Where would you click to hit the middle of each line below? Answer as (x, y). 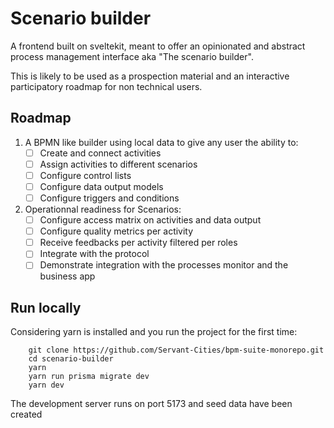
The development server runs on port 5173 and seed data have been (151, 404)
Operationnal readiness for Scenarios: (103, 209)
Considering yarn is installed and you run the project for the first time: (154, 332)
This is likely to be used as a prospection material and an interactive (150, 76)
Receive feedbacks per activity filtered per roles (138, 243)
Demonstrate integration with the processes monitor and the (164, 265)
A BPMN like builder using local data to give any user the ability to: (161, 142)
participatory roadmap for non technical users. (106, 86)
